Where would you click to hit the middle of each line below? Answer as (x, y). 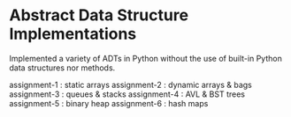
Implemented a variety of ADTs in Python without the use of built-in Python (146, 58)
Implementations (73, 34)
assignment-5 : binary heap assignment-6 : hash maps (109, 103)
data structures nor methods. (62, 68)
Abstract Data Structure (99, 15)
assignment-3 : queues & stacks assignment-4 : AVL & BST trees (127, 94)
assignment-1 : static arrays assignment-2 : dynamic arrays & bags (130, 84)
